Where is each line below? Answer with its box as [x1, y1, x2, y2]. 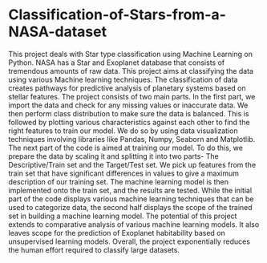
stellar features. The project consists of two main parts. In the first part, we [8, 91, 256, 101]
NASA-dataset [8, 22, 107, 41]
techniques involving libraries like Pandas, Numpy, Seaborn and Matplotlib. [8, 134, 256, 144]
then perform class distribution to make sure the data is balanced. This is [8, 108, 249, 118]
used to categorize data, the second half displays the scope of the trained [8, 202, 253, 212]
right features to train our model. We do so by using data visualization [8, 126, 238, 136]
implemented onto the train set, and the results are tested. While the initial [8, 185, 253, 195]
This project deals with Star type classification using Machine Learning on [8, 49, 253, 59]
